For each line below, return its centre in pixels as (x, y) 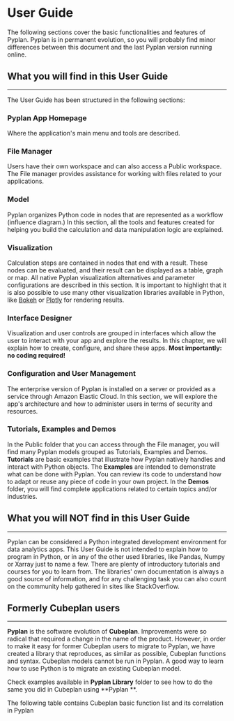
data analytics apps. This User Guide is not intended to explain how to (108, 549)
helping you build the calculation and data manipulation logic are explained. (115, 229)
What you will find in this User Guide (88, 77)
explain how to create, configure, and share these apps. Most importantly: (115, 348)
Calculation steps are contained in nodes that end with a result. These (107, 263)
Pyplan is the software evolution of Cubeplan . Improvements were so (107, 632)
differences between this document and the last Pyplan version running (110, 47)
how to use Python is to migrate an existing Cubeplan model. (94, 669)
